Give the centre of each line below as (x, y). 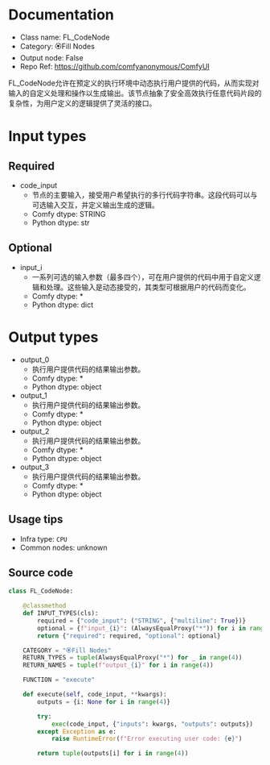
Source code (41, 573)
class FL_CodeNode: (41, 591)
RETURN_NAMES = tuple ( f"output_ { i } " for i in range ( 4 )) (119, 665)
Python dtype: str (61, 222)
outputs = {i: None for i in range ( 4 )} (104, 702)
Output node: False (51, 57)
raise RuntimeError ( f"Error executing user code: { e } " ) (147, 739)
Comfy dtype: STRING (69, 214)
